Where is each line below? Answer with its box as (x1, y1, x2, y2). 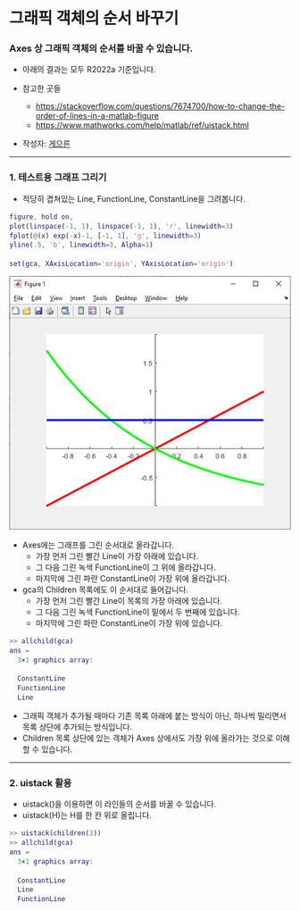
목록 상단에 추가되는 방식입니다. (21, 721, 132, 732)
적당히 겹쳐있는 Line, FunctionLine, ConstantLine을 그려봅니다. (21, 193, 246, 204)
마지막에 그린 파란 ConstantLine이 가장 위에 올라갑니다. (35, 573, 230, 583)
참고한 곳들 (21, 83, 62, 94)
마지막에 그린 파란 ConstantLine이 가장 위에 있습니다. (35, 617, 223, 628)
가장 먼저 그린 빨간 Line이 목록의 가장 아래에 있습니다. (35, 595, 223, 606)
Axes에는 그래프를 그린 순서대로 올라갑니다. (21, 539, 175, 550)
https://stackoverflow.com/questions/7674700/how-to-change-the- (35, 101, 286, 112)
